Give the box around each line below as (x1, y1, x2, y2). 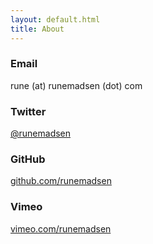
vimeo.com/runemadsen (10, 222, 112, 235)
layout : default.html (10, 14, 101, 25)
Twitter (10, 104, 47, 118)
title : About (10, 24, 65, 34)
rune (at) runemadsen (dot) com (10, 79, 143, 91)
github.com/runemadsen (10, 175, 112, 187)
